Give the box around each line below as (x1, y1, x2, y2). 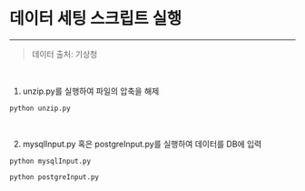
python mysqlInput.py (9, 156, 92, 166)
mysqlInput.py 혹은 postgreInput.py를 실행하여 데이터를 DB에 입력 (22, 138, 262, 149)
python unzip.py (9, 104, 71, 113)
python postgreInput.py (9, 172, 100, 182)
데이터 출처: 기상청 (31, 48, 98, 59)
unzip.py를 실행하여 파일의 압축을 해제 (22, 85, 160, 96)
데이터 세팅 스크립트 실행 (9, 8, 182, 29)
